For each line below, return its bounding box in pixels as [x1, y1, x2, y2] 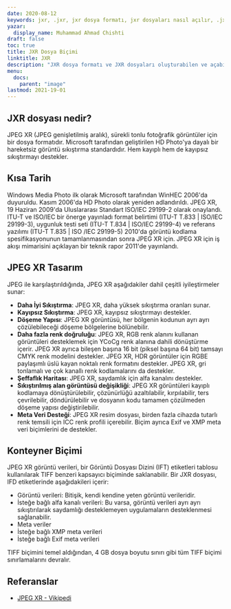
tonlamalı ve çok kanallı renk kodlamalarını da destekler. [16, 366, 175, 375]
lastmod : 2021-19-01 [7, 87, 67, 94]
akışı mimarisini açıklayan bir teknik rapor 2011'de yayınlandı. [7, 242, 179, 250]
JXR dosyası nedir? [7, 112, 92, 124]
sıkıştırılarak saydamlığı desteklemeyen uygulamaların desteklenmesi [16, 506, 212, 514]
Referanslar [7, 575, 58, 587]
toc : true [7, 42, 36, 49]
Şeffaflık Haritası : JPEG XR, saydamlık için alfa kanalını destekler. [16, 374, 203, 382]
